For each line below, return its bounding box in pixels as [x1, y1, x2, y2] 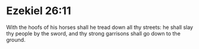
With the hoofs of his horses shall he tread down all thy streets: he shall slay [6, 24, 193, 31]
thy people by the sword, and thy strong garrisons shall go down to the [6, 30, 181, 37]
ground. [6, 36, 26, 43]
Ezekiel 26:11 [6, 4, 72, 18]
